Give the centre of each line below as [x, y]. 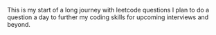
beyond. [19, 24]
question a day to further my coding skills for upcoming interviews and [108, 17]
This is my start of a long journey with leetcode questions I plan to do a [108, 10]
